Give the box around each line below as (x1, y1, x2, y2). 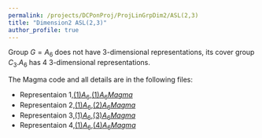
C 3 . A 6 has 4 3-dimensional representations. (8, 58, 151, 69)
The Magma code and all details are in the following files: (8, 74, 194, 84)
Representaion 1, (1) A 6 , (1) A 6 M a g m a (19, 89, 133, 101)
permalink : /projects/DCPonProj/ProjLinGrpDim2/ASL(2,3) (8, 11, 199, 20)
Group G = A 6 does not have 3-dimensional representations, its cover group (8, 48, 255, 59)
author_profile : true (8, 26, 79, 34)
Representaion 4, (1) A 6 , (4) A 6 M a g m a (19, 121, 136, 132)
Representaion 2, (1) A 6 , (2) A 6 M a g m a (19, 100, 136, 111)
